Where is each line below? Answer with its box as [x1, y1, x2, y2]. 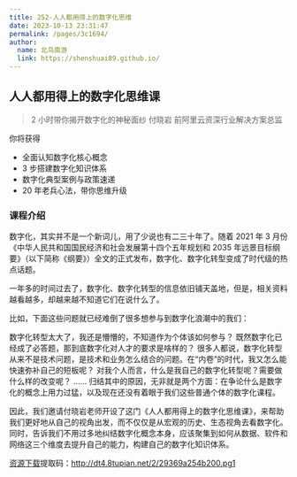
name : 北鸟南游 [17, 46, 68, 55]
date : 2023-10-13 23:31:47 [9, 21, 109, 30]
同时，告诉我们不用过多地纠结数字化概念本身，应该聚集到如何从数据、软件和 [9, 428, 288, 439]
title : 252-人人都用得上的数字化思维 [9, 12, 133, 22]
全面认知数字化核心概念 [21, 151, 108, 162]
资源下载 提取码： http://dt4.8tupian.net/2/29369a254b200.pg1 [9, 458, 236, 469]
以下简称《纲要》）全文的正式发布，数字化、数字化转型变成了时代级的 [27, 253, 280, 264]
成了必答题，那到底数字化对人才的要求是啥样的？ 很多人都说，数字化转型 [16, 342, 283, 354]
